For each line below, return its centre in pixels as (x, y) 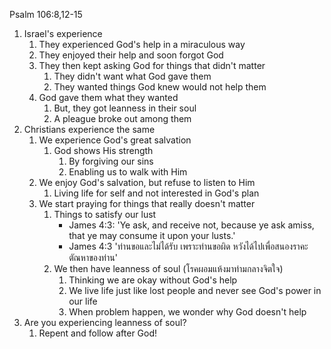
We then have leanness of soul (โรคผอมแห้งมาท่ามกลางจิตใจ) (168, 268)
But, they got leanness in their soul (125, 108)
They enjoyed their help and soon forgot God (131, 55)
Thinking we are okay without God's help (153, 280)
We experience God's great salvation (115, 140)
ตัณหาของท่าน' (93, 257)
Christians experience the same (89, 129)
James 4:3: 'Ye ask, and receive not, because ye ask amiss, (191, 225)
